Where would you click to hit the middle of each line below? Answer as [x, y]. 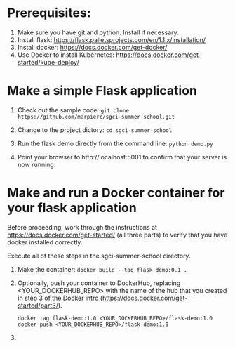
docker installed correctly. [45, 242]
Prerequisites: [49, 13]
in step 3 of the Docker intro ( [60, 298]
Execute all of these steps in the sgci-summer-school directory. [99, 256]
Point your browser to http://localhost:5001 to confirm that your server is [122, 157]
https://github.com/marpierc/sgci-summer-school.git [96, 117]
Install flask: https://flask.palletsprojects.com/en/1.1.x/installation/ [111, 39]
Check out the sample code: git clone [73, 110]
